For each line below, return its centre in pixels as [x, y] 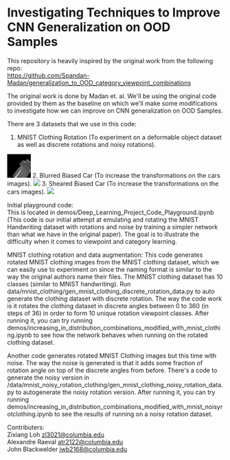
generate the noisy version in [48, 377]
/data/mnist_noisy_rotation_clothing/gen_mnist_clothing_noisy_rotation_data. [115, 384]
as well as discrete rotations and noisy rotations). [87, 144]
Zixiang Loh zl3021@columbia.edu [56, 435]
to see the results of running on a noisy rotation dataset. [134, 414]
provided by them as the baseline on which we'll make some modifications [112, 103]
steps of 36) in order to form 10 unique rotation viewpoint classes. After [108, 313]
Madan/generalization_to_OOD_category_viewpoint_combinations [99, 82]
